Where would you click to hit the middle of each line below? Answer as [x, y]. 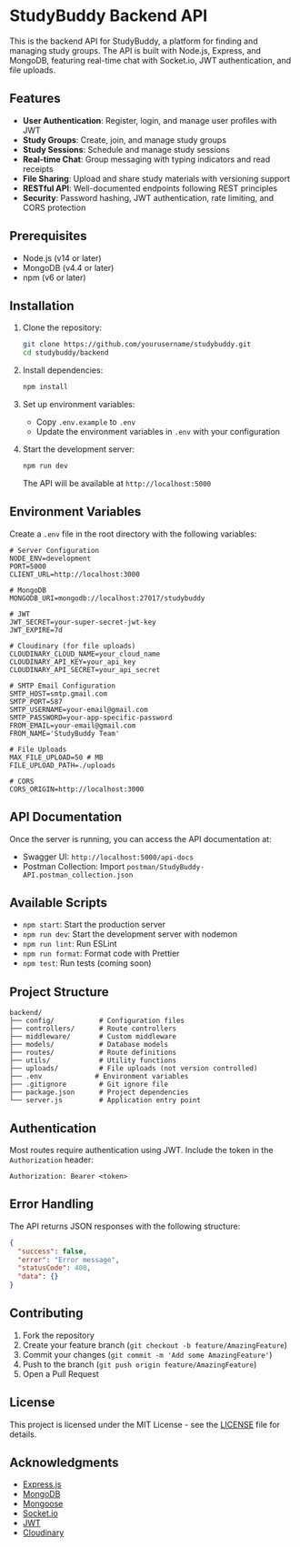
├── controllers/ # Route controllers [93, 1029]
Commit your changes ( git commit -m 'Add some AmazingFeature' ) [147, 1354]
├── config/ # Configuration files [97, 1021]
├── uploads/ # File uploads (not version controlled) [134, 1069]
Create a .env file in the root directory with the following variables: [133, 534]
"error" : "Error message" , [69, 1260]
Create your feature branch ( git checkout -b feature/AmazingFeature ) [155, 1345]
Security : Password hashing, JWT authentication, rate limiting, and [148, 197]
